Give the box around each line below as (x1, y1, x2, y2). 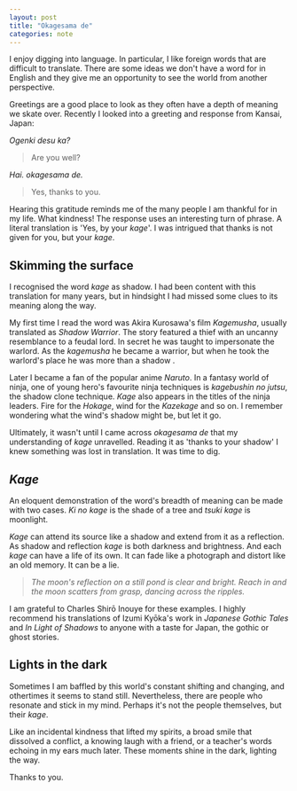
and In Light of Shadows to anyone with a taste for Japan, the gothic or (9, 623, 270, 632)
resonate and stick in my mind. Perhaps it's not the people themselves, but (9, 700, 282, 710)
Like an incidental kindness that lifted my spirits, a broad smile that (9, 726, 253, 737)
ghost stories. (9, 631, 59, 642)
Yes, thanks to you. (30, 187, 101, 198)
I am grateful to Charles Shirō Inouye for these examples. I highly (9, 604, 246, 614)
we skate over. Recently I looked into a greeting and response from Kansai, (9, 108, 283, 120)
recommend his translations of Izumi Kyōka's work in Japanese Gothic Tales (9, 613, 289, 623)
